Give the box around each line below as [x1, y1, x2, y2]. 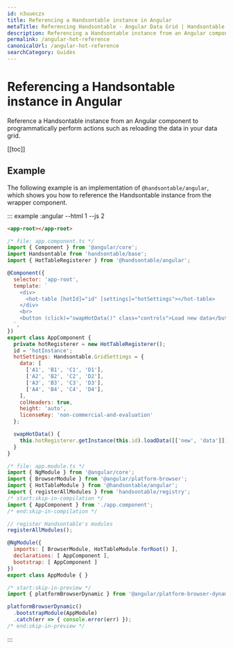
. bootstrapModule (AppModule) [13, 609, 98, 617]
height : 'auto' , [19, 405, 67, 412]
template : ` [13, 282, 49, 289]
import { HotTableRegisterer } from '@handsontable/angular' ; [7, 257, 191, 264]
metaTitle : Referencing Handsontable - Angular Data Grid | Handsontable [7, 23, 225, 30]
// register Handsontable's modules [7, 520, 113, 527]
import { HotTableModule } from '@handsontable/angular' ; [7, 482, 178, 489]
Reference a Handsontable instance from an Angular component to [7, 116, 199, 125]
